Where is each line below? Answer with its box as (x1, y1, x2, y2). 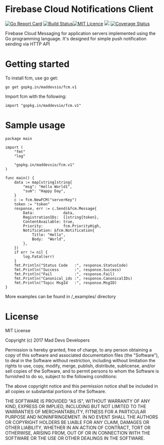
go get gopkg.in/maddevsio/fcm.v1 (5, 84, 77, 89)
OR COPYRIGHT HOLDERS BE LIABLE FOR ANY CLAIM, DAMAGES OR (5, 419, 150, 425)
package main (5, 136, 32, 141)
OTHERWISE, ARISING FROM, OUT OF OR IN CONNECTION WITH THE (5, 430, 151, 436)
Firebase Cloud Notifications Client (5, 3, 154, 15)
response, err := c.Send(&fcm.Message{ (14, 206, 97, 211)
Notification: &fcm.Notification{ (23, 228, 95, 233)
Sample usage (5, 120, 66, 131)
